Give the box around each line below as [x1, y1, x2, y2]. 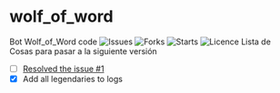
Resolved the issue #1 [22, 63, 105, 74]
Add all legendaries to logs [22, 74, 123, 84]
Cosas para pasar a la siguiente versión [9, 45, 157, 56]
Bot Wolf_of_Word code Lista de [9, 36, 271, 47]
